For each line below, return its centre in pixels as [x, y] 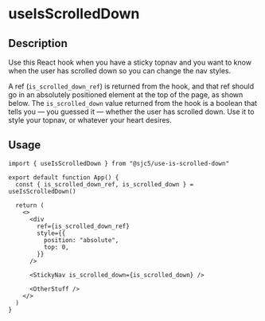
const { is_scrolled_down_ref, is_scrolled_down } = [105, 184]
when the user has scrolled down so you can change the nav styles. [120, 71]
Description [38, 43]
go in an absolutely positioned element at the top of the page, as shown [126, 95]
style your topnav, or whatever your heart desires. [90, 120]
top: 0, [56, 247]
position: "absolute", [81, 240]
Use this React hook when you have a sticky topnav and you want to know [130, 62]
